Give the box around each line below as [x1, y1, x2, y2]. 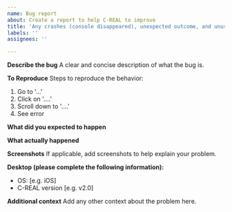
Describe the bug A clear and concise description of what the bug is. [7, 61, 204, 69]
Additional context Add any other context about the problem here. [7, 197, 197, 206]
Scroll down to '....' [17, 102, 70, 110]
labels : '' [7, 29, 39, 37]
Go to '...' [17, 88, 43, 96]
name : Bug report [7, 10, 57, 17]
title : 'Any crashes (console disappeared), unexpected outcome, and [7, 23, 212, 30]
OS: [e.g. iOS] [17, 177, 57, 185]
